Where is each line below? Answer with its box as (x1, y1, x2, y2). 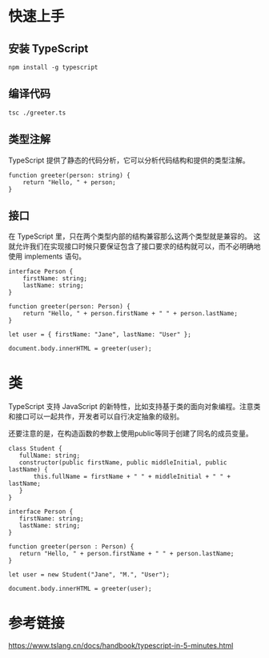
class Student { (8, 445, 62, 453)
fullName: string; (18, 451, 81, 460)
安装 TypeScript (8, 42, 89, 55)
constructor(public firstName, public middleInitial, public (18, 459, 227, 467)
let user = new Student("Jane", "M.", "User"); (8, 571, 171, 579)
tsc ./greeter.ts (8, 109, 66, 117)
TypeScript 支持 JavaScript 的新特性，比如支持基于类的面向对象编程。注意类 (8, 402, 261, 411)
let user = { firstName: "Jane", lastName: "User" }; (8, 331, 192, 339)
